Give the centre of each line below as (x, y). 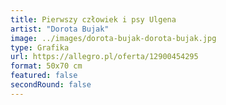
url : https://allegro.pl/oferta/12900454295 (104, 57)
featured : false (44, 76)
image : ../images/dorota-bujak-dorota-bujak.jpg (113, 38)
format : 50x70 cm (46, 66)
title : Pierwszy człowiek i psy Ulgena (93, 19)
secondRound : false (51, 85)
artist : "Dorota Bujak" (60, 29)
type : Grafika (40, 47)
